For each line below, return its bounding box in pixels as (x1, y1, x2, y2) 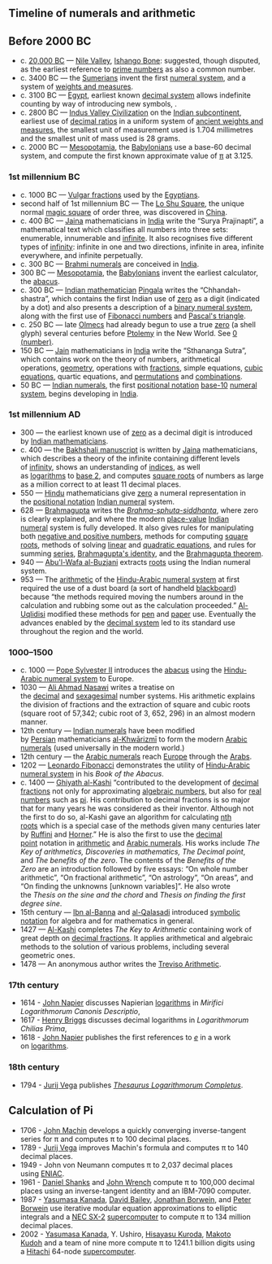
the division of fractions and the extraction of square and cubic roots (19, 700, 251, 710)
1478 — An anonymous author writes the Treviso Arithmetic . (19, 960, 222, 969)
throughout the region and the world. (19, 626, 144, 636)
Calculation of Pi (8, 1104, 93, 1117)
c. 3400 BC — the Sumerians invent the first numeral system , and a (19, 73, 246, 83)
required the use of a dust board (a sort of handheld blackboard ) (19, 583, 237, 593)
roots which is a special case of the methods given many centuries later (19, 821, 261, 831)
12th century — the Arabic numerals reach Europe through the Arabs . (19, 752, 253, 762)
